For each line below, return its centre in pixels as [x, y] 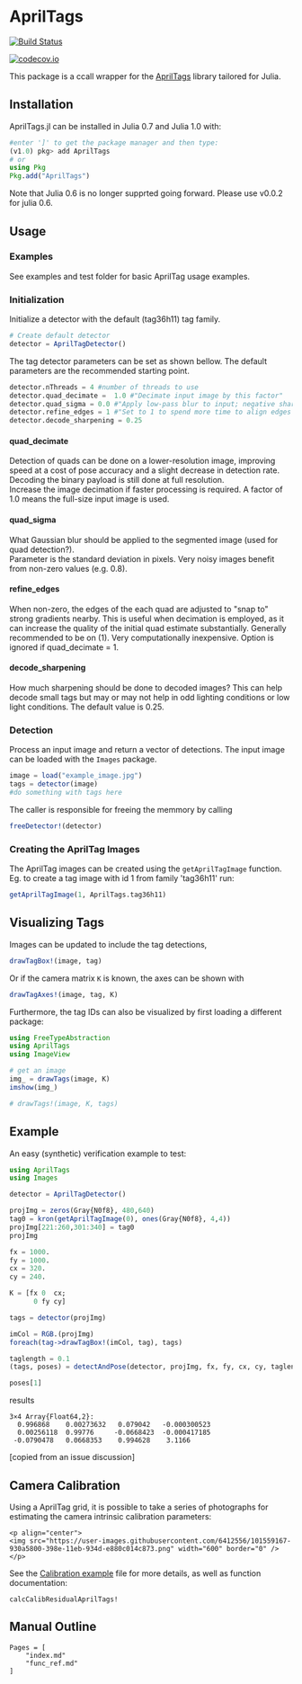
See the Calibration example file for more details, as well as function [135, 1573]
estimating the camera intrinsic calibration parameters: [111, 1516]
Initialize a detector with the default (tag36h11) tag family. [115, 319]
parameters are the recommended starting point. [100, 370]
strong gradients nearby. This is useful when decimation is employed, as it [147, 619]
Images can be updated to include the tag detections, [108, 944]
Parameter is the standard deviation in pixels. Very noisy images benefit [142, 558]
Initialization [37, 299]
